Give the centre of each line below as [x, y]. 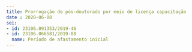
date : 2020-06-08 [29, 17]
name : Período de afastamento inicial [60, 39]
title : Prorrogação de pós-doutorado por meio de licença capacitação [96, 12]
